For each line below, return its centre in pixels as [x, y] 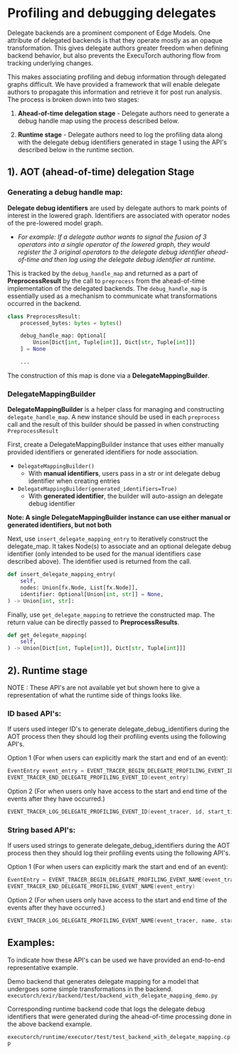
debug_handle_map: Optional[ [63, 336]
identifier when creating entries [74, 481]
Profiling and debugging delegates [112, 13]
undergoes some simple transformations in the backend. [90, 989]
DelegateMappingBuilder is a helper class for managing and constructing [116, 410]
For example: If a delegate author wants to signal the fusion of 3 [112, 237]
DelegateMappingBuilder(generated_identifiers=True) [97, 489]
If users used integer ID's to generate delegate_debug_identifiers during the [118, 729]
